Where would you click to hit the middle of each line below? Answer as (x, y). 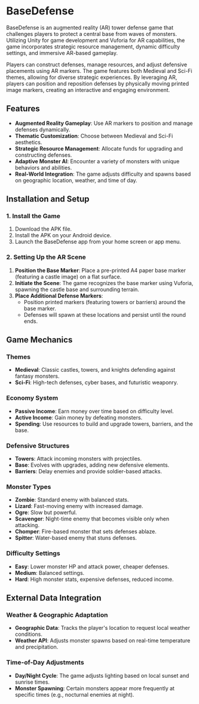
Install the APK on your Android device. (63, 235)
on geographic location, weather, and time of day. (76, 180)
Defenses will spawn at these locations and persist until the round (105, 314)
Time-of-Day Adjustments (45, 663)
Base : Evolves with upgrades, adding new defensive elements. (92, 465)
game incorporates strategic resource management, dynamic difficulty (93, 47)
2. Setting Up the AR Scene (46, 257)
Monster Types (29, 486)
